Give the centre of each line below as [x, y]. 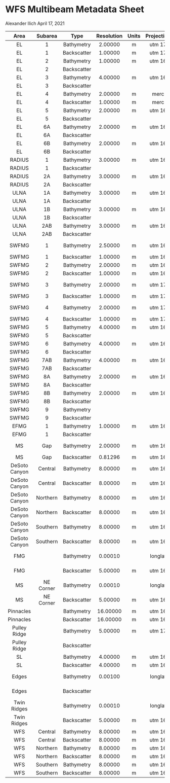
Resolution [109, 35]
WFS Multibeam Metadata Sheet [75, 9]
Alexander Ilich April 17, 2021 [35, 23]
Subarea [47, 35]
